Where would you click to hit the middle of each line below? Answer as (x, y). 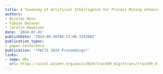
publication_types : (25, 41)
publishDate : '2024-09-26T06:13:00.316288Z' (51, 37)
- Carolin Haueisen (25, 28)
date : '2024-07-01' (25, 32)
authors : (14, 14)
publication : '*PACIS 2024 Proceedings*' (48, 50)
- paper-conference (25, 46)
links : (12, 55)
